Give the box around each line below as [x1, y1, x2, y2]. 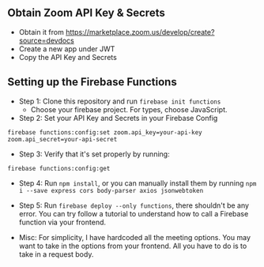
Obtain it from [18, 27, 64, 36]
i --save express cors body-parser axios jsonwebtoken [18, 186, 204, 194]
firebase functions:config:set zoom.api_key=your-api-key [7, 128, 202, 137]
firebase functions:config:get [7, 164, 111, 172]
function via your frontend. [18, 217, 107, 227]
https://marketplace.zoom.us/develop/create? [65, 27, 215, 36]
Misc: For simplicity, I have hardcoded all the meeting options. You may [18, 232, 251, 242]
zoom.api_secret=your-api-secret [7, 135, 118, 143]
